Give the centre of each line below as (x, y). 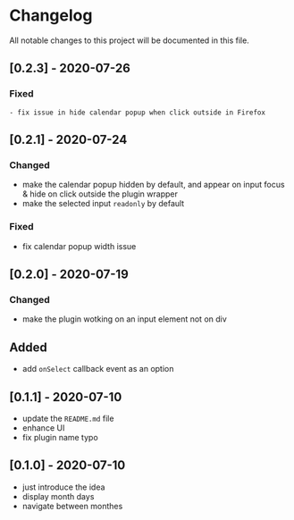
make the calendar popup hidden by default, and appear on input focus (153, 185)
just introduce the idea (63, 487)
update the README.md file (68, 418)
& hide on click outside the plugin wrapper (100, 194)
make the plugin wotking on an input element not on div (125, 319)
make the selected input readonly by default (103, 204)
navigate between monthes (72, 506)
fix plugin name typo (60, 437)
